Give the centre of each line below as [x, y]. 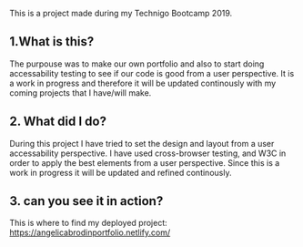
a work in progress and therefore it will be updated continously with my [143, 83]
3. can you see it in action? [86, 201]
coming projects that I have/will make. [81, 93]
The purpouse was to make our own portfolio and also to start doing [137, 64]
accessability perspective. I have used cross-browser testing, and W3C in [148, 153]
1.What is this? [52, 41]
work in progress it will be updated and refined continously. [121, 172]
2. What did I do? [58, 122]
